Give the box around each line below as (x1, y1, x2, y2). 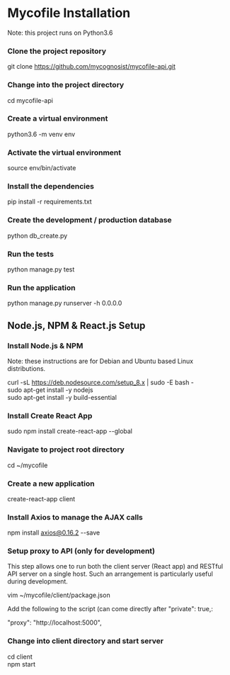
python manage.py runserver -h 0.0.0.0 (7, 299, 122, 308)
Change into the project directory (7, 80, 125, 90)
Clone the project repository (7, 46, 107, 56)
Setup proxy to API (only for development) (7, 546, 156, 556)
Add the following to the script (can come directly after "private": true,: (7, 605, 214, 613)
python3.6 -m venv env (7, 130, 76, 138)
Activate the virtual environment (7, 147, 122, 157)
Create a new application (7, 479, 95, 489)
